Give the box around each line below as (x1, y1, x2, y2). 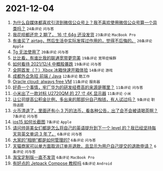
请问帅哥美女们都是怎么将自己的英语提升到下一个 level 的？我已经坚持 (12, 124, 152, 131)
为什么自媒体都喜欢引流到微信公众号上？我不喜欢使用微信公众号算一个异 (12, 19, 157, 25)
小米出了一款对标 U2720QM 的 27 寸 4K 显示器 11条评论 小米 (12, 90, 131, 96)
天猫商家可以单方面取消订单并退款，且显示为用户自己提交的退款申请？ (12, 143, 153, 149)
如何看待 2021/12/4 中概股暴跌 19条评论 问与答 (12, 61, 102, 67)
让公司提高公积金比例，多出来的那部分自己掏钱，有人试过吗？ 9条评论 (12, 96, 150, 102)
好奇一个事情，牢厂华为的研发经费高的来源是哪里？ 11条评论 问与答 (12, 84, 144, 90)
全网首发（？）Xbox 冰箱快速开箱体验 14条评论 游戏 (12, 67, 113, 73)
